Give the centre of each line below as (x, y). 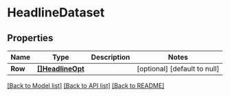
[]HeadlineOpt (60, 69)
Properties (30, 38)
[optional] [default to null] (178, 69)
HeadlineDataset (56, 13)
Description (111, 57)
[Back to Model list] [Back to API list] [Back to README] (86, 86)
